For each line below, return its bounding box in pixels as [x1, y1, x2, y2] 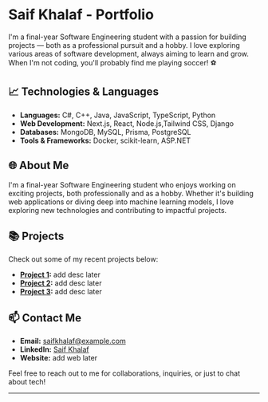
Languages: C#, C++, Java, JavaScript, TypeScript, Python [19, 110, 216, 120]
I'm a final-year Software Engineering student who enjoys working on [8, 179, 237, 189]
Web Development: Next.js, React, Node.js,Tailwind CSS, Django [19, 118, 234, 128]
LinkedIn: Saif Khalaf [19, 345, 89, 354]
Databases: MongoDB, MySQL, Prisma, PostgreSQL [19, 127, 191, 136]
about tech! [8, 377, 46, 387]
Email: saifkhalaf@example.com [19, 337, 126, 346]
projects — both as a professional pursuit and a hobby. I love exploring [8, 40, 241, 49]
